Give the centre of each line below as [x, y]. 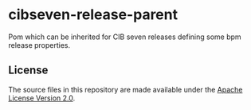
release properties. [39, 45]
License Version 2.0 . [42, 98]
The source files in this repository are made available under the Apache [125, 89]
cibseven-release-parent [93, 15]
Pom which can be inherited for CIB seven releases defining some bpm [125, 37]
